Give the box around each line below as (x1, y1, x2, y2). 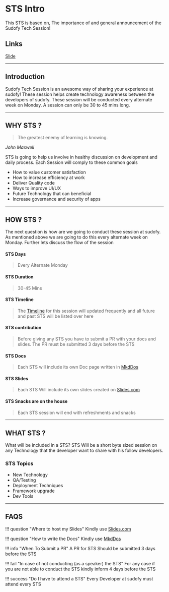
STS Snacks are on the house (5, 398, 68, 404)
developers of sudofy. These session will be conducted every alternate (5, 96, 152, 102)
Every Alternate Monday (17, 262, 68, 268)
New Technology (12, 471, 48, 478)
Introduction (5, 73, 45, 81)
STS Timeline (5, 297, 34, 303)
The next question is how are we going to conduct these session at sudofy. (5, 229, 161, 235)
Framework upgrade (12, 488, 55, 494)
